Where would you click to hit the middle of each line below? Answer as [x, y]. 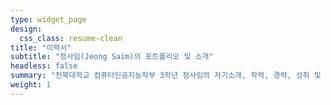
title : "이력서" [41, 47]
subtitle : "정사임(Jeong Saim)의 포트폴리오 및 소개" [112, 57]
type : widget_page [48, 19]
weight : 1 [31, 85]
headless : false [44, 66]
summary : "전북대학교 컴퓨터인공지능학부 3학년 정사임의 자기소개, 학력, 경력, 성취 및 [166, 76]
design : [26, 29]
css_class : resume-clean [71, 38]
